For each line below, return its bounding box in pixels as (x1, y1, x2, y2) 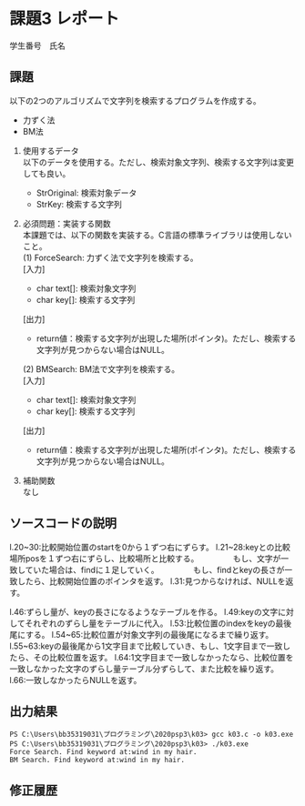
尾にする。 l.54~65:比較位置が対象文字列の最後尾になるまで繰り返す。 (9, 629, 274, 640)
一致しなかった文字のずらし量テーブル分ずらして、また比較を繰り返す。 (9, 663, 280, 674)
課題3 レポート (9, 8, 120, 29)
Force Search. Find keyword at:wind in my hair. (9, 748, 198, 757)
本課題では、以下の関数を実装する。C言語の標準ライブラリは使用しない (22, 229, 293, 240)
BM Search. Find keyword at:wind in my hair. (9, 756, 185, 765)
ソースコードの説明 (9, 516, 117, 531)
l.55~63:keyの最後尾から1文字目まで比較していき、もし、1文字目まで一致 (9, 640, 283, 651)
